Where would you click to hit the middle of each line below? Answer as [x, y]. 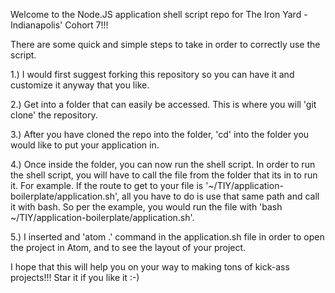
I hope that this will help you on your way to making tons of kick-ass [150, 267]
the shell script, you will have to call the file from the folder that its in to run [164, 175]
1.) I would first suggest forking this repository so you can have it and [152, 74]
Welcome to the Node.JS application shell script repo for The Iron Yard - [159, 14]
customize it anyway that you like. [80, 85]
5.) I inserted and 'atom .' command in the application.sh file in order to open [167, 237]
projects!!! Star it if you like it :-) [75, 277]
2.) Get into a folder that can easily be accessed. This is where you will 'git [163, 104]
